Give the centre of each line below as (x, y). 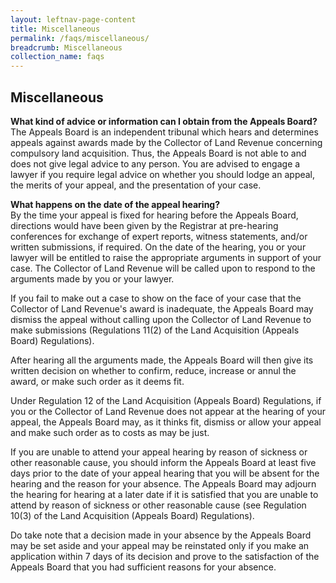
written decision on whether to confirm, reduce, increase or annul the (153, 370)
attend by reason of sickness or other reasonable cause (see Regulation (158, 505)
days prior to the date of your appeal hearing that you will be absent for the (165, 473)
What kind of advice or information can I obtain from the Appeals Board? (164, 121)
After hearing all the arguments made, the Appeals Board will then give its (162, 360)
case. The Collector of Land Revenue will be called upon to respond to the (163, 268)
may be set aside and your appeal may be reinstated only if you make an (160, 545)
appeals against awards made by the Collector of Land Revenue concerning (166, 142)
